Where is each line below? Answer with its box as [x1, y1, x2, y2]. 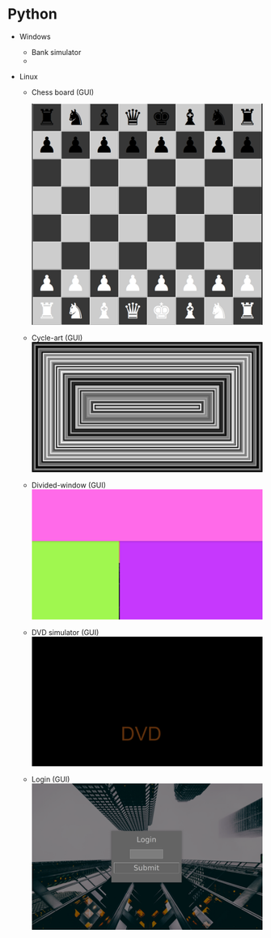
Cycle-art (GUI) [31, 333, 83, 343]
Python [7, 5, 57, 23]
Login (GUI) [31, 774, 70, 784]
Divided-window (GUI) [31, 480, 107, 490]
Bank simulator [31, 47, 82, 57]
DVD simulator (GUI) [31, 627, 100, 637]
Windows [19, 32, 51, 41]
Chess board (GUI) [31, 87, 95, 97]
